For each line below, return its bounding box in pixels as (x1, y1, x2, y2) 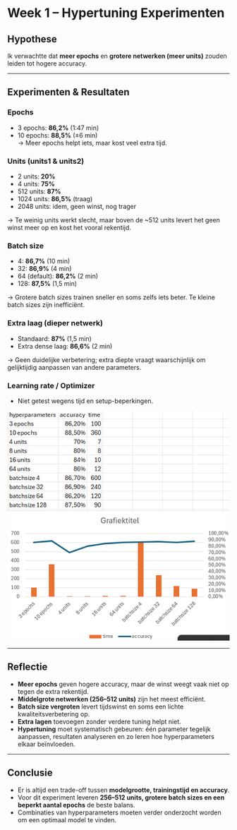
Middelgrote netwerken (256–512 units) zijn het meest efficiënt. (17, 694, 206, 703)
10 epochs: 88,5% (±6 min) (17, 131, 98, 139)
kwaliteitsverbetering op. (17, 709, 90, 718)
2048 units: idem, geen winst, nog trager (17, 202, 137, 210)
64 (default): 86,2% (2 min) (17, 272, 99, 280)
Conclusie (7, 767, 53, 779)
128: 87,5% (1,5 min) (17, 279, 78, 288)
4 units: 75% (17, 179, 55, 188)
